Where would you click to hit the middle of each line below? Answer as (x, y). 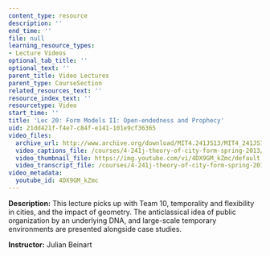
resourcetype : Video (43, 105)
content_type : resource (48, 16)
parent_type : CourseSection (55, 83)
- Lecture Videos (37, 53)
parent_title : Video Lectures (59, 76)
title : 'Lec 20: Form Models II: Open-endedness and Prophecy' (117, 121)
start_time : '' (34, 114)
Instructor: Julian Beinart (50, 244)
